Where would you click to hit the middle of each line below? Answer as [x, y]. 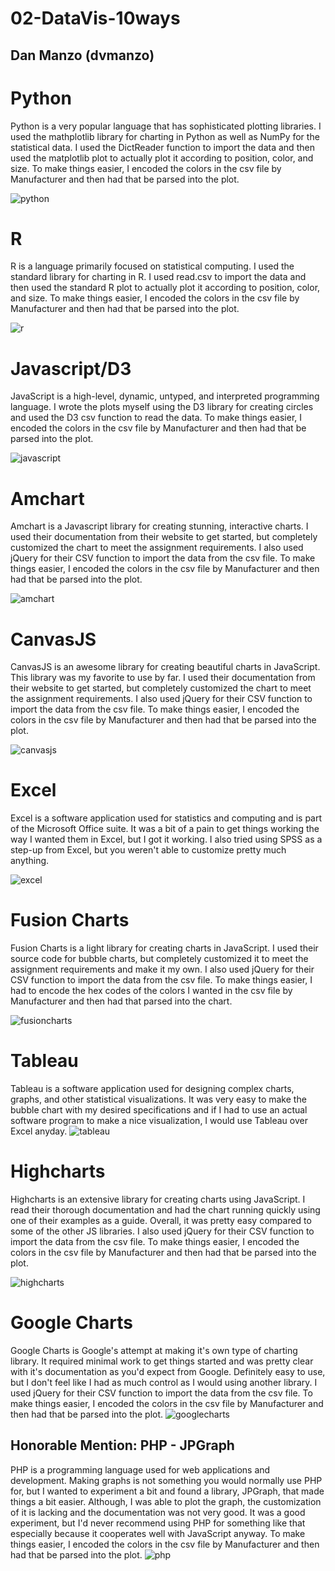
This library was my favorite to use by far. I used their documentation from [163, 678]
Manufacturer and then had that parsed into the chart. [121, 1001]
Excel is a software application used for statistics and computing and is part [166, 818]
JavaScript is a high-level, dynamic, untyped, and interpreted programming [165, 396]
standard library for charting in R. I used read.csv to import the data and [158, 277]
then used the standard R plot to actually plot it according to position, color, [165, 288]
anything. [30, 861]
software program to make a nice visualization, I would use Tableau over [159, 1121]
